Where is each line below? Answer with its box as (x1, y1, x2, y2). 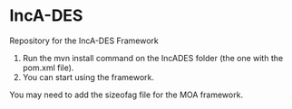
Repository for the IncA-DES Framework (9, 35, 159, 46)
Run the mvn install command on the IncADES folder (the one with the (22, 52, 284, 63)
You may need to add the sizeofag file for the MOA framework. (9, 89, 243, 100)
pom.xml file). (22, 62, 74, 73)
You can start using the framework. (22, 71, 155, 82)
